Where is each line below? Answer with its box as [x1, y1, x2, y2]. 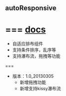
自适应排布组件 [12, 41, 43, 47]
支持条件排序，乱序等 [12, 47, 56, 53]
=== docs [5, 24, 46, 35]
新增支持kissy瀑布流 [19, 86, 61, 92]
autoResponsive [5, 4, 57, 12]
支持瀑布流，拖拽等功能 [12, 53, 61, 59]
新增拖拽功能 [19, 79, 46, 86]
